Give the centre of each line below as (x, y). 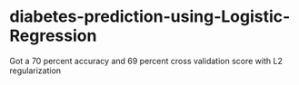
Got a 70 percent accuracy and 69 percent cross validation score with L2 (146, 61)
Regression (53, 36)
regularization (35, 71)
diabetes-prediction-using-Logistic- (150, 17)
